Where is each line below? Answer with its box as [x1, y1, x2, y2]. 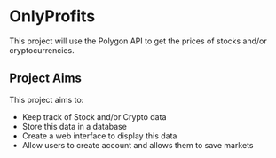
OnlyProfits [9, 6, 96, 27]
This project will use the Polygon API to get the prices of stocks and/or [9, 36, 268, 46]
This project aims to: [9, 94, 84, 105]
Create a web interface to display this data [21, 130, 177, 141]
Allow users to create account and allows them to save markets [21, 139, 254, 150]
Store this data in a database [21, 121, 127, 131]
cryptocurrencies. [9, 44, 75, 55]
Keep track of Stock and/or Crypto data [21, 111, 167, 122]
